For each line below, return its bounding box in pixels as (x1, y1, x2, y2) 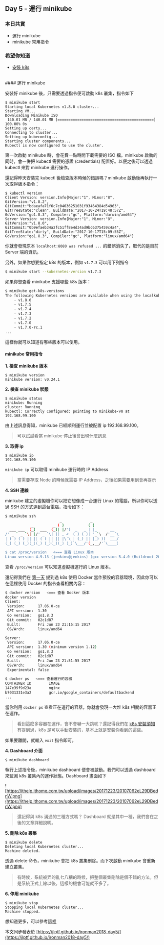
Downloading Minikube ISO (5, 113, 58, 118)
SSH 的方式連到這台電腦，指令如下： (10, 504, 85, 510)
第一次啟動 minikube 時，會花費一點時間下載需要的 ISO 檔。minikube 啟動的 (5, 152, 158, 158)
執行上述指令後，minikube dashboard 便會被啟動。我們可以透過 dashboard (5, 767, 156, 772)
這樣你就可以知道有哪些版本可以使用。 (5, 339, 82, 345)
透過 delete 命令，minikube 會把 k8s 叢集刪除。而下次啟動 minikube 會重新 (5, 857, 156, 864)
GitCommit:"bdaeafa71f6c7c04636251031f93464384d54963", (5, 203, 121, 208)
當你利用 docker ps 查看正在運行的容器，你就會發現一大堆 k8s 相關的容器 (5, 704, 152, 710)
